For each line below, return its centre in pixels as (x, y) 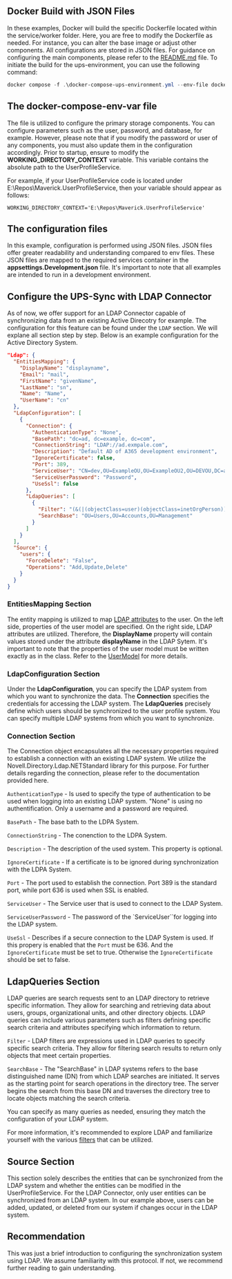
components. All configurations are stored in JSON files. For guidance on (111, 50)
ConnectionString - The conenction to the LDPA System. (87, 835)
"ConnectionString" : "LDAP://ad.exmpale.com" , (100, 445)
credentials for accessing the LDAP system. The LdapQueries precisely (109, 703)
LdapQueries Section (54, 982)
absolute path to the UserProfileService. (64, 167)
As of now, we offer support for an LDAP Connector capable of (97, 313)
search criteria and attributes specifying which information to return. (104, 1027)
